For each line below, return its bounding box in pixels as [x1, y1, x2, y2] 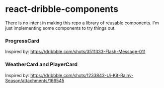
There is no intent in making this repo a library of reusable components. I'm [5, 20, 159, 26]
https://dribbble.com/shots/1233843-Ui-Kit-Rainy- [30, 72, 134, 78]
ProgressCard [5, 37, 40, 44]
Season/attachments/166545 [5, 78, 65, 84]
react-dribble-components [5, 3, 119, 15]
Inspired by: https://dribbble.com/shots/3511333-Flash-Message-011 [5, 48, 146, 55]
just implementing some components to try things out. [5, 25, 116, 31]
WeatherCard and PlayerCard [5, 61, 78, 68]
